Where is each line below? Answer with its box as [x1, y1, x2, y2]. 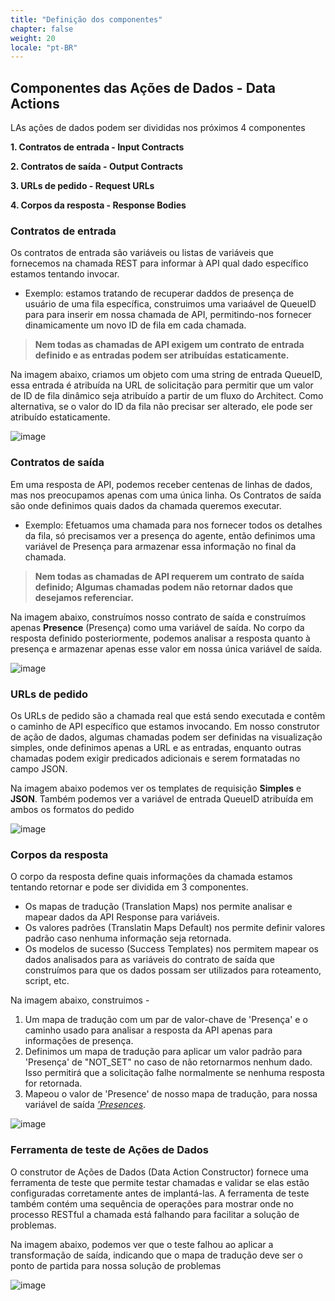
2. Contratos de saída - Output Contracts [10, 161, 184, 173]
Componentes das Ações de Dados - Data [10, 79, 276, 96]
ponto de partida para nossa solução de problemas [10, 1259, 222, 1271]
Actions [10, 95, 60, 112]
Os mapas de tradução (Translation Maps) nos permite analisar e [24, 901, 293, 913]
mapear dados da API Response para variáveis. [24, 911, 220, 923]
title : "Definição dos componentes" [10, 14, 163, 25]
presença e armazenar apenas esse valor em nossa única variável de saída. [10, 642, 323, 655]
